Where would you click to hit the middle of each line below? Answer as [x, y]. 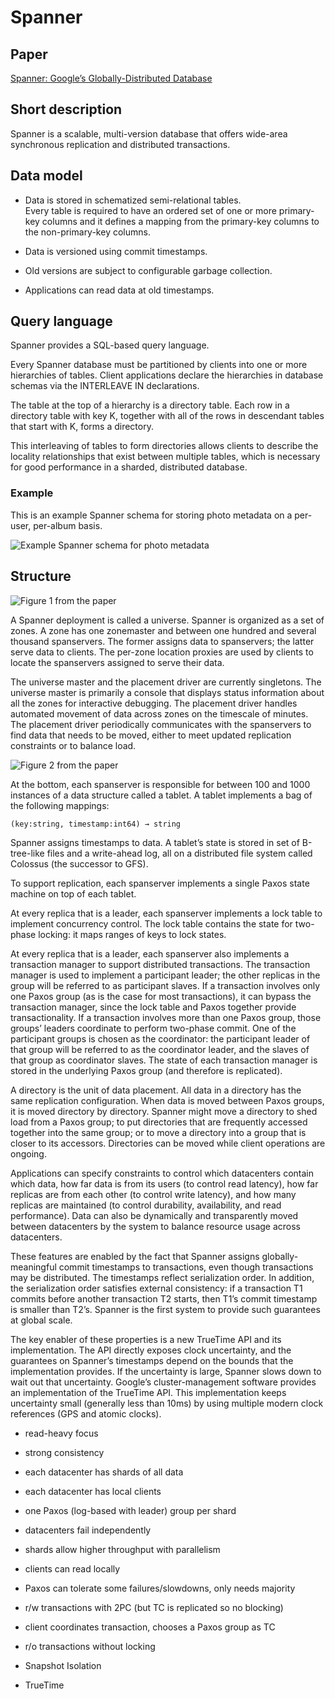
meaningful [33, 1267]
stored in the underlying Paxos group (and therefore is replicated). [146, 1070]
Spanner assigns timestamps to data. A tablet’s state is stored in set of [155, 842]
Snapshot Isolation [63, 1665]
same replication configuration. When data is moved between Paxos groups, [167, 1100]
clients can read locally [72, 1568]
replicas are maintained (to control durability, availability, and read [146, 1205]
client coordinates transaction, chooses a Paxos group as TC [150, 1627]
